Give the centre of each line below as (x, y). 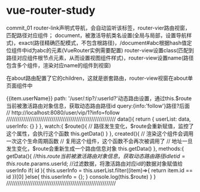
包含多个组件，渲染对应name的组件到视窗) (59, 65)
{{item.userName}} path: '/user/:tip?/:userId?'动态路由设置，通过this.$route (99, 98)
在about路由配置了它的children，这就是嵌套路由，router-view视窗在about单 (100, 78)
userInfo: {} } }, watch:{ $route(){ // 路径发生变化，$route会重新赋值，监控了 (100, 126)
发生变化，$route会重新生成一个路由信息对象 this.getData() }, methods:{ (95, 148)
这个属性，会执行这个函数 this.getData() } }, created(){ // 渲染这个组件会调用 (100, 133)
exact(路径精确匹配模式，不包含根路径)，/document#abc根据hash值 (103, 43)
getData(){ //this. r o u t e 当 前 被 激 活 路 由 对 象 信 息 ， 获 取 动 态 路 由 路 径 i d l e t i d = (96, 156)
